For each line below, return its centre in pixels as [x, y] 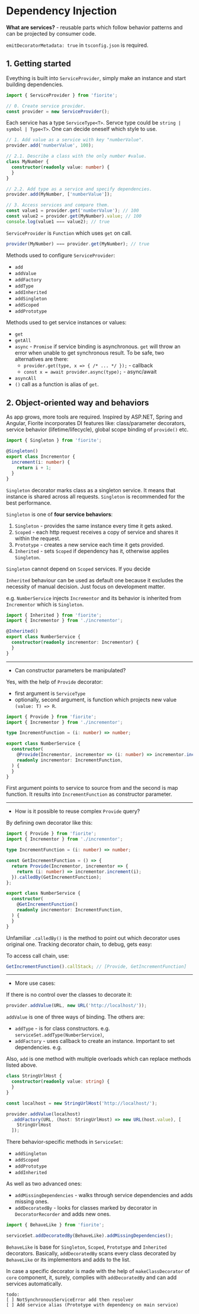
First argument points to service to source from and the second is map [92, 788]
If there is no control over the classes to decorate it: [69, 995]
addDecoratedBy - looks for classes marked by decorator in [86, 1208]
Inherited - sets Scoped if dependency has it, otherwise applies [92, 551]
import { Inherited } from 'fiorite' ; [54, 615]
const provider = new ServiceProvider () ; [58, 111]
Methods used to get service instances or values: [66, 322]
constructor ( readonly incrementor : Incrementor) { [75, 642]
